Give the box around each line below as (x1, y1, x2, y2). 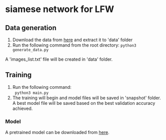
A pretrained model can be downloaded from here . (5, 129, 109, 135)
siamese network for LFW (5, 4, 114, 15)
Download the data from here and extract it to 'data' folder (12, 37, 133, 43)
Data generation (5, 24, 56, 32)
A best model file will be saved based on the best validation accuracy (12, 100, 155, 106)
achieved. (12, 105, 33, 111)
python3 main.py (14, 90, 49, 95)
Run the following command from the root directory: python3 (12, 42, 136, 48)
